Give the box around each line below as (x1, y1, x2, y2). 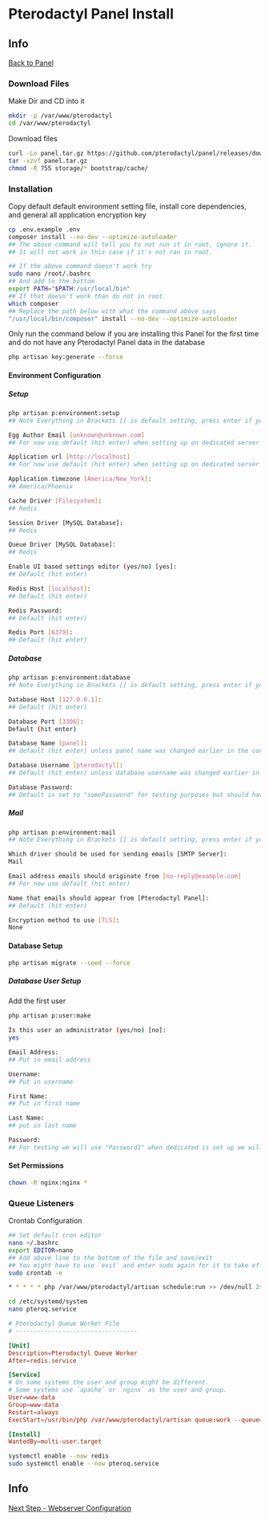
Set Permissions (8, 1161, 64, 1170)
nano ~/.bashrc (8, 1239, 59, 1247)
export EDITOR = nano (8, 1246, 74, 1255)
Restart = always (8, 1408, 59, 1417)
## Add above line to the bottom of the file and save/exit (8, 1254, 214, 1262)
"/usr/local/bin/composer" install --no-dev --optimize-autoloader (8, 315, 239, 323)
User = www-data (8, 1393, 56, 1401)
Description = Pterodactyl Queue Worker (8, 1349, 138, 1357)
